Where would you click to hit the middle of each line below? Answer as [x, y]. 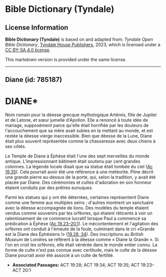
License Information [37, 28]
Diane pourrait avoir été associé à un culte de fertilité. [60, 255]
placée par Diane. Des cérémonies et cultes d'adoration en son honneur [78, 183]
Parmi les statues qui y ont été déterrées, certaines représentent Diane [77, 198]
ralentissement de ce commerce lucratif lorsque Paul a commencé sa [76, 218]
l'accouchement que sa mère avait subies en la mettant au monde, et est [79, 131]
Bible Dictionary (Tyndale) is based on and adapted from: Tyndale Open [79, 39]
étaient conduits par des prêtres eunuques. [49, 188]
